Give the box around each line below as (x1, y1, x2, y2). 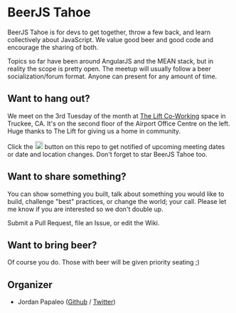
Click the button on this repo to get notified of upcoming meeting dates (7, 142, 225, 150)
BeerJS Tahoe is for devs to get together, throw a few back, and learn (7, 28, 211, 36)
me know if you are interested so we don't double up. (7, 205, 163, 213)
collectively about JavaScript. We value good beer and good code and (7, 35, 214, 43)
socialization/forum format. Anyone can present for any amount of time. (7, 72, 218, 81)
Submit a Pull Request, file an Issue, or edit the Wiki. (7, 218, 160, 227)
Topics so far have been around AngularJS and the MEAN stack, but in (7, 56, 214, 65)
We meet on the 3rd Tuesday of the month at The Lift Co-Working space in (7, 111, 226, 120)
